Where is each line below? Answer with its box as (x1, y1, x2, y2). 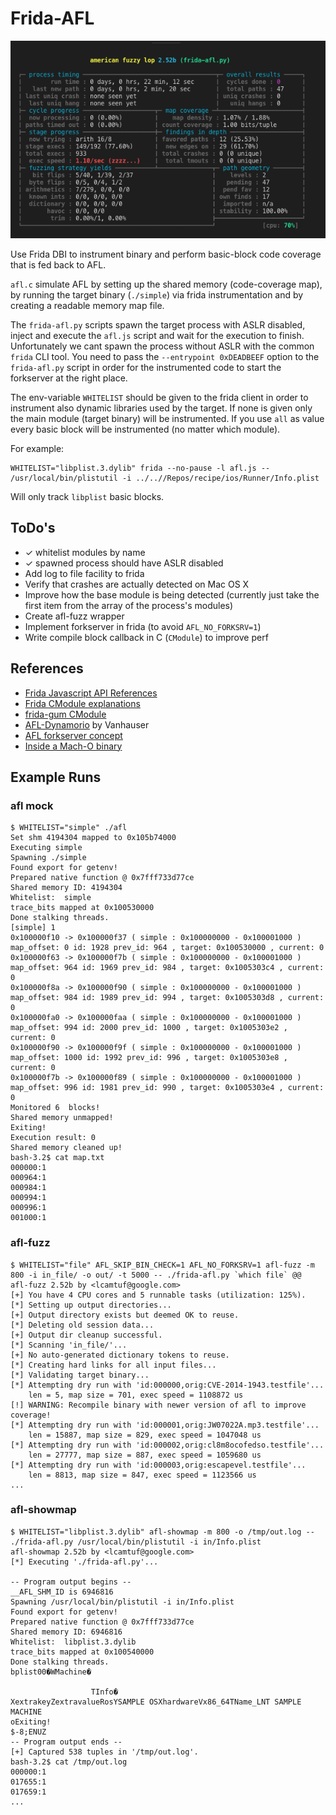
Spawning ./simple (10, 853, 87, 863)
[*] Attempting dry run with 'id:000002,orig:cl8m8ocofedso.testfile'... (10, 1440, 325, 1450)
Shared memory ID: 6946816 (10, 1627, 123, 1637)
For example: (10, 442, 65, 454)
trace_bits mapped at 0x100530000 (10, 903, 155, 913)
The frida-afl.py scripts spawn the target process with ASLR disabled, (10, 318, 306, 331)
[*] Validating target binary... (10, 1370, 150, 1380)
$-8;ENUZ (10, 1727, 47, 1737)
